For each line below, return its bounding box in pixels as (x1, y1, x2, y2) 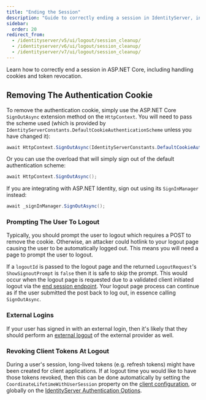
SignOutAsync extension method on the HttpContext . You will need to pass (6, 113, 193, 120)
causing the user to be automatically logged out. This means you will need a (6, 245, 199, 252)
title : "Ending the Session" (6, 9, 81, 15)
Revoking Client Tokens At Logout (6, 347, 109, 355)
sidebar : (6, 20, 29, 26)
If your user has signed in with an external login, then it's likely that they (6, 325, 188, 332)
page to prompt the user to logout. (6, 251, 93, 258)
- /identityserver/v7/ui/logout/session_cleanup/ (12, 49, 141, 55)
